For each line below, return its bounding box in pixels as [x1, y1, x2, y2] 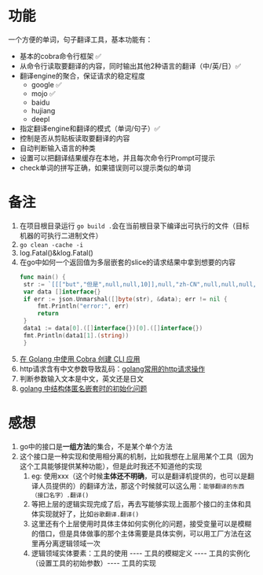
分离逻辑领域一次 [45, 538, 100, 547]
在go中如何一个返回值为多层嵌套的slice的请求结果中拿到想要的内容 [19, 257, 236, 267]
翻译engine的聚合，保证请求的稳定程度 [19, 71, 145, 80]
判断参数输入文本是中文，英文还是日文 [19, 374, 144, 383]
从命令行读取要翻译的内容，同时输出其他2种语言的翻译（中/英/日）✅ [19, 61, 242, 71]
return [37, 310, 59, 318]
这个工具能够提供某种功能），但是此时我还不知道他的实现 [19, 461, 203, 470]
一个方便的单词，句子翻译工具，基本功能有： [8, 35, 153, 44]
